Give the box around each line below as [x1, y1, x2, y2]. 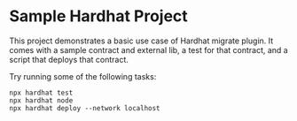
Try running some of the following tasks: [9, 71, 157, 81]
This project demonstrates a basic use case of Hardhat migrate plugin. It [9, 35, 274, 46]
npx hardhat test [9, 88, 74, 97]
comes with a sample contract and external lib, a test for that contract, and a [9, 44, 288, 55]
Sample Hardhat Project [9, 6, 188, 26]
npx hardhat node [9, 95, 74, 105]
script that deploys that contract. [9, 54, 129, 64]
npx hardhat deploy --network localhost [9, 103, 161, 112]
